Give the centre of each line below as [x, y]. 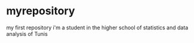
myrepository [41, 11]
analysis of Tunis [27, 33]
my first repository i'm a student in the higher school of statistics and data [97, 27]
